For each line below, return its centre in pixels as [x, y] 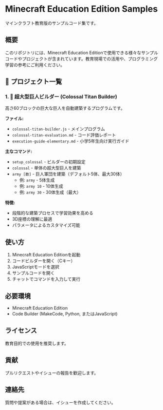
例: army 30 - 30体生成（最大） [50, 192]
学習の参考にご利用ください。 [35, 65]
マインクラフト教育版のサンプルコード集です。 [52, 23]
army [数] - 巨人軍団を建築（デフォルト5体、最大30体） [68, 174]
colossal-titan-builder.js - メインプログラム [59, 129]
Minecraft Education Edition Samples [81, 9]
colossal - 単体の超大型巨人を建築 [46, 168]
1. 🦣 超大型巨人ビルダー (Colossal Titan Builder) [61, 97]
